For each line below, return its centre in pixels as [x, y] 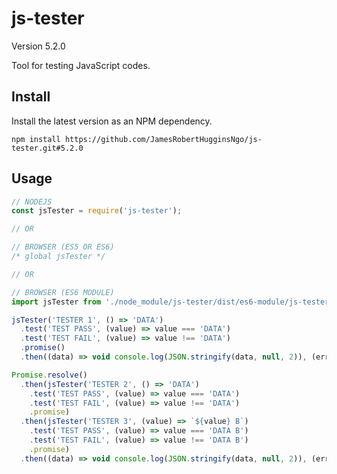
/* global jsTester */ [58, 257]
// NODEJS [32, 202]
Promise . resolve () [49, 375]
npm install [36, 139]
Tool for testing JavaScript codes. [81, 65]
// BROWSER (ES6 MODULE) [63, 292]
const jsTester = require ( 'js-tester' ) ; [97, 211]
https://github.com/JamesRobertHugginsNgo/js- [163, 139]
